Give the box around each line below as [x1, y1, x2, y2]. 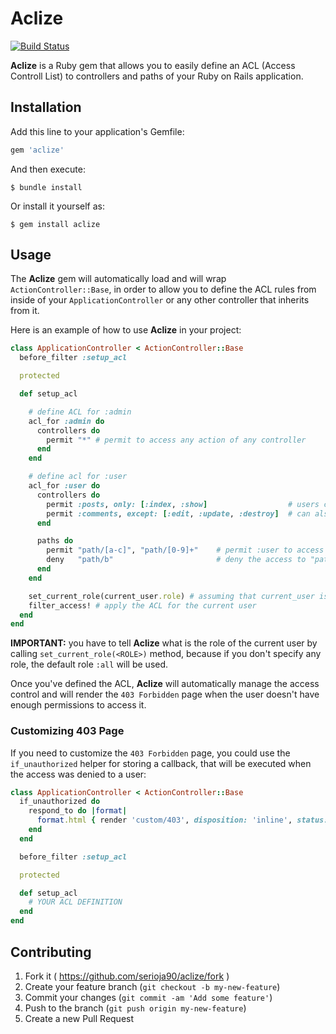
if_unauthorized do [19, 797, 101, 807]
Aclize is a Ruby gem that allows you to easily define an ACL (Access [10, 59, 296, 71]
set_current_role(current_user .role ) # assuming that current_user [28, 591, 315, 601]
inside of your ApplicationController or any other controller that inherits [10, 294, 310, 306]
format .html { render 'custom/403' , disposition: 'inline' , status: [36, 815, 329, 826]
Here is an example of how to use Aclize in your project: [10, 324, 242, 336]
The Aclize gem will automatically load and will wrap [10, 273, 227, 285]
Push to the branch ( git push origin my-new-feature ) [24, 1002, 247, 1014]
